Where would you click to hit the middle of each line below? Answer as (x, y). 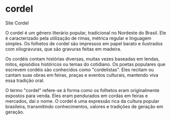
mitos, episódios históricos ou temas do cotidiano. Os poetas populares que (85, 64)
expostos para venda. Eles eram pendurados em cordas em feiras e (77, 96)
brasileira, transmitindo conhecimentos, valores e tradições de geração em (84, 106)
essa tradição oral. (25, 80)
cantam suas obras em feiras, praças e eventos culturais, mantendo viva (82, 75)
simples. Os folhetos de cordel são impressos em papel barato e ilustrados (84, 43)
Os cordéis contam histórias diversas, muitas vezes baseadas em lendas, (83, 58)
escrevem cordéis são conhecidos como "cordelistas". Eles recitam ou (80, 70)
